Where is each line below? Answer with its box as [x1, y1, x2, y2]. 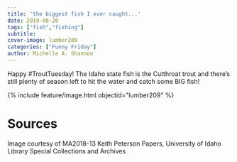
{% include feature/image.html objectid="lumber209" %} [7, 90, 175, 99]
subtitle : [7, 30, 37, 38]
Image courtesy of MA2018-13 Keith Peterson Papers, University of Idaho [7, 139, 221, 148]
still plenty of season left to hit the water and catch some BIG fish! [7, 77, 200, 85]
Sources [7, 116, 58, 132]
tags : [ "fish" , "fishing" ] [7, 23, 84, 31]
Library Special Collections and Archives [7, 146, 126, 155]
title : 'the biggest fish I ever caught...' [7, 10, 141, 18]
